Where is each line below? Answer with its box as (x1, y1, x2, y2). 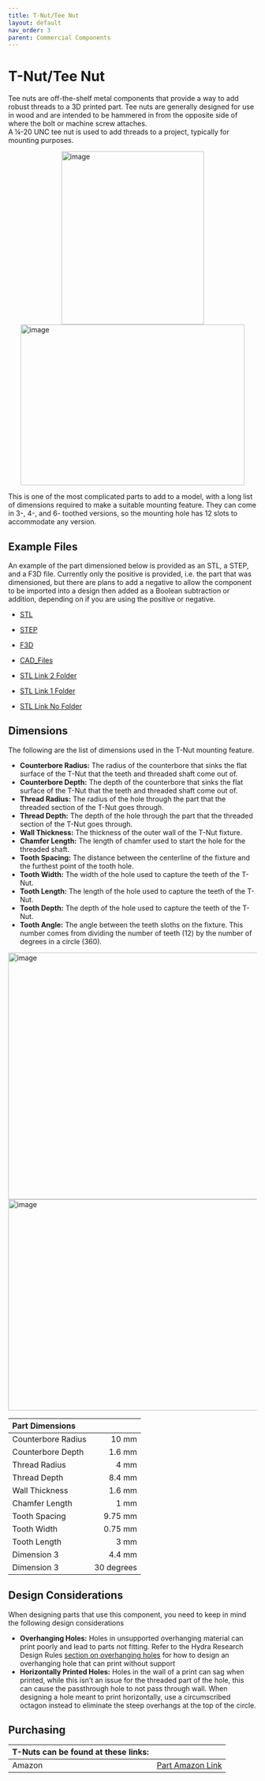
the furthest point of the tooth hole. (19, 861, 134, 871)
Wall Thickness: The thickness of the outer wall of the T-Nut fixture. (19, 827, 243, 837)
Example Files (8, 540, 78, 553)
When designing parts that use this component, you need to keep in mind (8, 1610, 247, 1619)
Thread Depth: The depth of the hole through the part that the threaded (19, 811, 254, 820)
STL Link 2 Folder (19, 671, 77, 680)
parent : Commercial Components (8, 33, 111, 42)
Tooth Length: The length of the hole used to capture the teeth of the (19, 886, 246, 896)
